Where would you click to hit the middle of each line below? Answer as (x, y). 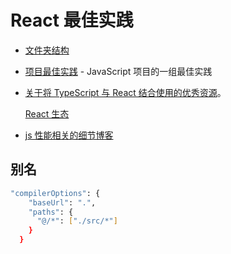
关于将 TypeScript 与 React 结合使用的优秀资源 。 (125, 92)
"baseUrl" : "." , (62, 202)
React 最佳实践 (72, 20)
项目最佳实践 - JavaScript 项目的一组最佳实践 (118, 71)
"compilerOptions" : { (55, 193)
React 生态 (47, 113)
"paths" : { (51, 212)
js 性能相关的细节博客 (69, 135)
